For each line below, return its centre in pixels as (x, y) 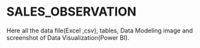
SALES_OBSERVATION (71, 12)
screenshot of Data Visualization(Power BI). (68, 37)
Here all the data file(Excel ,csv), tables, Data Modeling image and (100, 30)
